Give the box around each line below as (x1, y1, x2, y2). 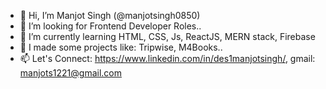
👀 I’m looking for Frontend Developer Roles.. (19, 20, 202, 32)
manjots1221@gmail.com (19, 67, 122, 79)
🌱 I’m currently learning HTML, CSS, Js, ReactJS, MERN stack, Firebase (19, 31, 316, 42)
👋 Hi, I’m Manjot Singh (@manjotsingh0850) (19, 10, 201, 21)
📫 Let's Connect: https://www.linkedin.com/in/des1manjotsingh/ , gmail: (19, 53, 316, 64)
